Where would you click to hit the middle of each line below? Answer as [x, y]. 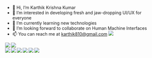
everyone [22, 18]
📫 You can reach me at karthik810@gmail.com [60, 34]
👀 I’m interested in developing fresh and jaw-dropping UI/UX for [77, 13]
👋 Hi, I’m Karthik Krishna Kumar [44, 8]
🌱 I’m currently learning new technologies [54, 23]
